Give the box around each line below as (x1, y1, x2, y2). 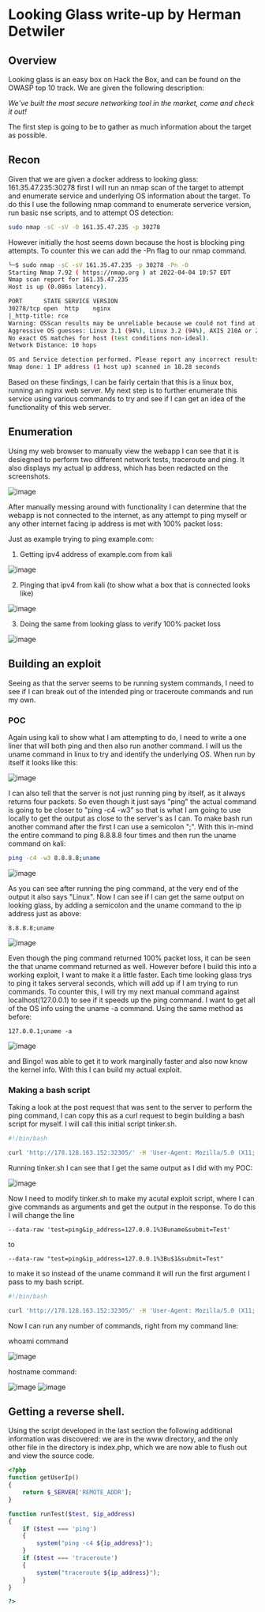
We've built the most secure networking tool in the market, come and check (8, 99, 255, 107)
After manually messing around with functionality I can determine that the (8, 502, 247, 511)
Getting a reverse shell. (8, 1405, 125, 1418)
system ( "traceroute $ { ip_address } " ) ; (36, 1569, 160, 1576)
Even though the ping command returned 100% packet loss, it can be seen (8, 953, 251, 963)
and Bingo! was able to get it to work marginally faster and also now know (8, 1056, 248, 1065)
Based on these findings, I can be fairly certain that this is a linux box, (8, 378, 234, 387)
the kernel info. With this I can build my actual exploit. (8, 1065, 182, 1074)
